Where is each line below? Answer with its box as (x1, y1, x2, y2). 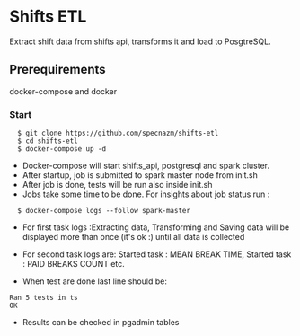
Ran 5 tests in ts (9, 294, 78, 303)
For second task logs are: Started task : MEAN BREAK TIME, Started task (22, 249, 292, 260)
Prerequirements (9, 62, 106, 77)
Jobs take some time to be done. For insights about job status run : (22, 189, 270, 199)
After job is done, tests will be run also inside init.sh (22, 180, 213, 190)
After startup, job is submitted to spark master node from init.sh (22, 170, 259, 181)
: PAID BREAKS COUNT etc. (22, 259, 126, 270)
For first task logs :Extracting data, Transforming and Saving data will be (22, 222, 290, 233)
